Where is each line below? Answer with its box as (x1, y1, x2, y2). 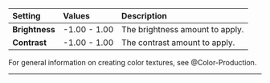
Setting (12, 10, 41, 21)
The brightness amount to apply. (121, 24, 244, 35)
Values (63, 10, 90, 21)
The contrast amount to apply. (121, 37, 235, 48)
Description (121, 10, 167, 21)
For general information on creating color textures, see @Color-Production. (8, 58, 257, 67)
